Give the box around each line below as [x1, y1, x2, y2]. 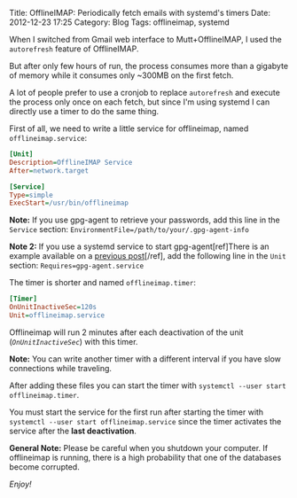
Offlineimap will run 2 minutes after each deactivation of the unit [9, 327, 244, 338]
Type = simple [9, 191, 53, 199]
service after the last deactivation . [9, 425, 137, 436]
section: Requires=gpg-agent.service [9, 261, 145, 271]
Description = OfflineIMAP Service [9, 158, 133, 167]
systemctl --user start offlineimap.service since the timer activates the [9, 416, 282, 426]
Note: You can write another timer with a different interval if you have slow [9, 354, 282, 364]
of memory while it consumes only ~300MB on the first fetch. [9, 70, 234, 81]
